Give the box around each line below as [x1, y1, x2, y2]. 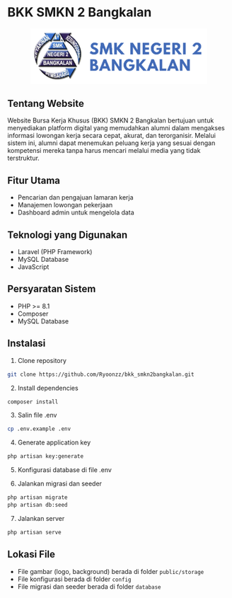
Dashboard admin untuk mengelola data [17, 208, 134, 217]
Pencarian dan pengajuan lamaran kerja [17, 193, 134, 202]
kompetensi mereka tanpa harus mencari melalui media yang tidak [7, 146, 201, 155]
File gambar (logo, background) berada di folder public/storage [17, 567, 204, 575]
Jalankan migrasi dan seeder [17, 479, 103, 488]
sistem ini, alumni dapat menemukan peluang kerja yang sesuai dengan [7, 139, 216, 147]
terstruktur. [7, 154, 40, 163]
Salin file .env [17, 411, 57, 420]
